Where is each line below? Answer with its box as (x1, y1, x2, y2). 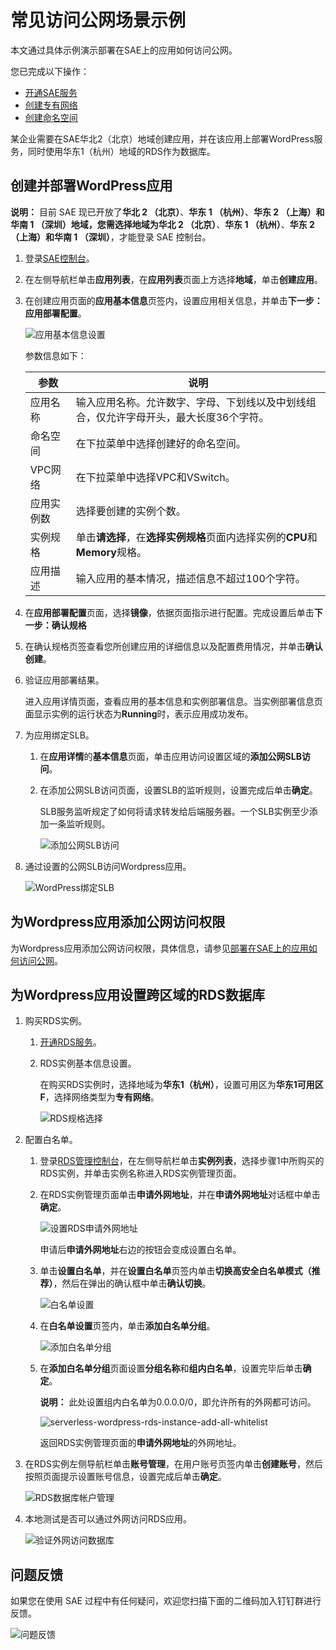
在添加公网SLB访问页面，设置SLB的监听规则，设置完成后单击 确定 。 (39, 784, 318, 796)
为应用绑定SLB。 (24, 729, 95, 741)
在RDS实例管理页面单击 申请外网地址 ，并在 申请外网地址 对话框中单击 (39, 1189, 321, 1201)
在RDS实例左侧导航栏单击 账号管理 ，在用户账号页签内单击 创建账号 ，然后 (24, 1458, 323, 1470)
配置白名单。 (24, 1134, 78, 1146)
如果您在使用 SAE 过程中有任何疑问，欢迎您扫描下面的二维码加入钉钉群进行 (10, 1595, 322, 1607)
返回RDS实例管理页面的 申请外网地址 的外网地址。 (39, 1437, 242, 1449)
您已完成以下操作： (10, 65, 90, 77)
